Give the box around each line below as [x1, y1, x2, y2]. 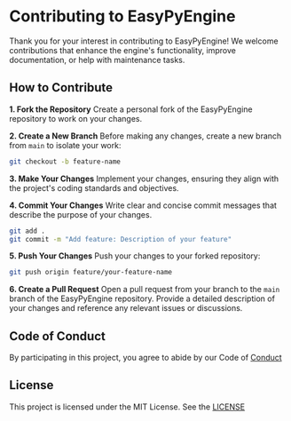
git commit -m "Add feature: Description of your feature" [9, 234, 232, 243]
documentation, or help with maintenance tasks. [9, 54, 185, 65]
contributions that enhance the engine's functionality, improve [9, 44, 237, 55]
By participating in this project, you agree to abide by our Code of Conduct [9, 353, 282, 363]
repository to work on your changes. [9, 113, 143, 123]
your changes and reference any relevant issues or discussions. [9, 303, 243, 314]
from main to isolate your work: [9, 139, 122, 150]
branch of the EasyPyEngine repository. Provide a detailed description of [9, 293, 275, 304]
